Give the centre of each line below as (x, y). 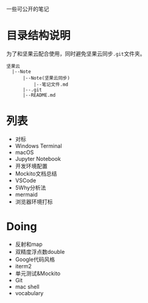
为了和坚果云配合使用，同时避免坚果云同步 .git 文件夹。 (76, 53)
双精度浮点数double (40, 251)
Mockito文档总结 (36, 173)
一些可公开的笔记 (28, 9)
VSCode (26, 180)
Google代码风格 (35, 259)
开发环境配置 (31, 166)
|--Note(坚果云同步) (46, 78)
